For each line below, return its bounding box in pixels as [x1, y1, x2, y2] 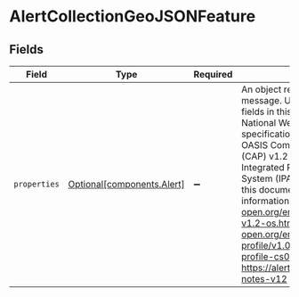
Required [193, 69, 233, 80]
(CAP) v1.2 [241, 150, 288, 162]
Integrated [241, 161, 285, 173]
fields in [241, 105, 275, 118]
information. [241, 194, 292, 207]
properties [13, 179, 60, 189]
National [241, 117, 277, 128]
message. [241, 95, 282, 106]
